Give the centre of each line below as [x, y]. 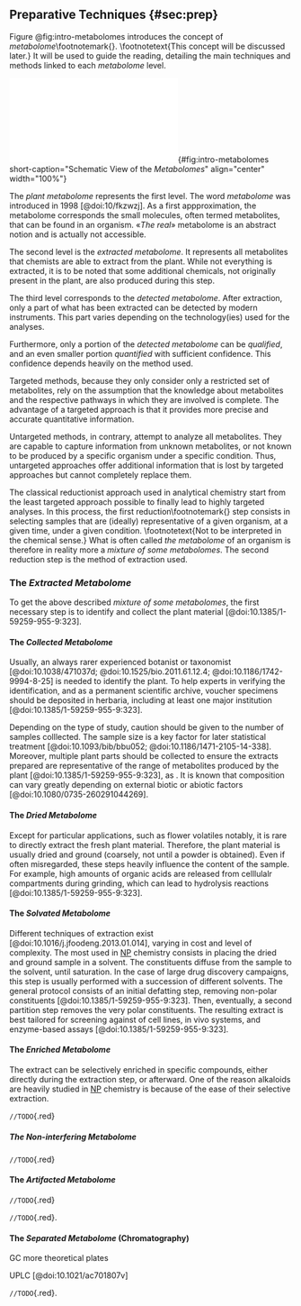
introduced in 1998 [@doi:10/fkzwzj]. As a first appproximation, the [133, 205]
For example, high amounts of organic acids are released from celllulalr [141, 873]
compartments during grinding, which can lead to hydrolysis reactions [139, 883]
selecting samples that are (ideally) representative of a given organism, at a [149, 521]
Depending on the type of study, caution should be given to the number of [147, 727]
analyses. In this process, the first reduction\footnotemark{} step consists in [150, 511]
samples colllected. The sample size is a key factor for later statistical [138, 737]
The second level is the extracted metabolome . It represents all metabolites [149, 251]
